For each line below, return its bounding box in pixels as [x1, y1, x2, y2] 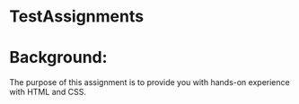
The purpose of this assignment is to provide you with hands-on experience [9, 77, 290, 88]
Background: [9, 48, 108, 68]
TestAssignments [9, 6, 145, 27]
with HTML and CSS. [9, 87, 87, 98]
